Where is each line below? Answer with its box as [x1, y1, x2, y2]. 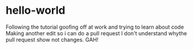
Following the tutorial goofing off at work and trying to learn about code [5, 23, 184, 30]
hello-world [5, 4, 66, 17]
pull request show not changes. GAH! [5, 36, 99, 43]
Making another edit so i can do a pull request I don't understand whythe [5, 29, 187, 36]
